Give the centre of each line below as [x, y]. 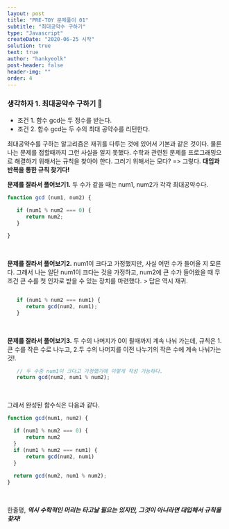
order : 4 [20, 78]
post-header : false [35, 65]
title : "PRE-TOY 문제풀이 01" [48, 20]
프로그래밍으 [205, 152]
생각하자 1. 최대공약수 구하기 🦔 [55, 103]
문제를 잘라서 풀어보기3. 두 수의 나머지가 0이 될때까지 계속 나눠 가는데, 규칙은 [112, 340]
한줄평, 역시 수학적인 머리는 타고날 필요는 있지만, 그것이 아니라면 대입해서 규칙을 [114, 510]
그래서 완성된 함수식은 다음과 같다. [53, 405]
